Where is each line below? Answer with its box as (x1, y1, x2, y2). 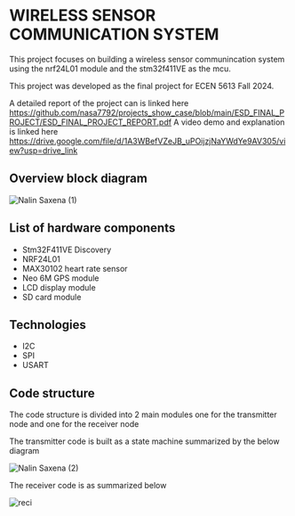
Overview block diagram (9, 171, 148, 186)
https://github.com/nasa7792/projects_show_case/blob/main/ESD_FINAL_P (9, 107, 285, 118)
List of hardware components (9, 220, 176, 236)
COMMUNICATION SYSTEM (9, 24, 219, 45)
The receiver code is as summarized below (9, 480, 167, 491)
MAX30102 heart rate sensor (21, 263, 128, 274)
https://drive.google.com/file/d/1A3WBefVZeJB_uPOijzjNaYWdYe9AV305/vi (9, 135, 286, 146)
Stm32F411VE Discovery (21, 244, 112, 255)
